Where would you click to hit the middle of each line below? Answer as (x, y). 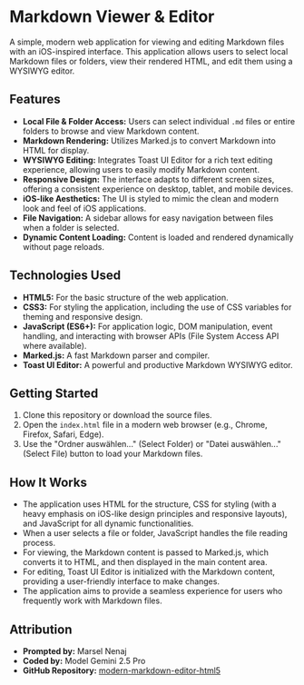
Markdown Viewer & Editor (112, 17)
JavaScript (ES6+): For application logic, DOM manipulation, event (147, 326)
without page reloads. (63, 246)
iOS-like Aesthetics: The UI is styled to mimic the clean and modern (151, 198)
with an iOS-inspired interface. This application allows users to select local (149, 51)
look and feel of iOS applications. (84, 208)
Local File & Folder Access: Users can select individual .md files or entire (159, 121)
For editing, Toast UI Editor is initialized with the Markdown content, (148, 572)
